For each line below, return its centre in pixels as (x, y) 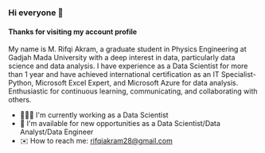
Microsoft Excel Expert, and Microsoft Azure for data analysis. (137, 83)
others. (20, 100)
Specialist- (238, 75)
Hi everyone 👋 (36, 13)
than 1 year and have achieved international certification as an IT (114, 75)
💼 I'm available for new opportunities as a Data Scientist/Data (120, 124)
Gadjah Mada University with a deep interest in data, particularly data (122, 58)
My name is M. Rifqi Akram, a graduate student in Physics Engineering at (127, 49)
